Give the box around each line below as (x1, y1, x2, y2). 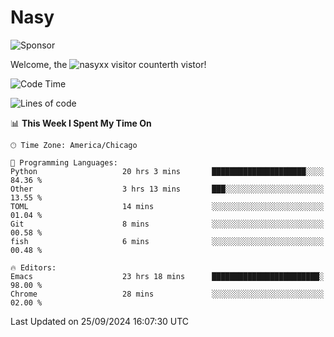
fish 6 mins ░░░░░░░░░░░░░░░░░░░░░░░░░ (10, 236, 325, 246)
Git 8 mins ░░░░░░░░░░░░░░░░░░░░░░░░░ (10, 219, 325, 229)
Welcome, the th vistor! (10, 58, 207, 70)
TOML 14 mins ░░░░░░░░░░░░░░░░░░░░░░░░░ (10, 201, 325, 211)
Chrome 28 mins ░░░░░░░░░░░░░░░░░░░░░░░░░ (10, 289, 325, 299)
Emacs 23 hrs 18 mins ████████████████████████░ (10, 271, 325, 281)
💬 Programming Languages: (10, 157, 118, 168)
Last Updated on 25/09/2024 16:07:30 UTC (10, 315, 190, 327)
